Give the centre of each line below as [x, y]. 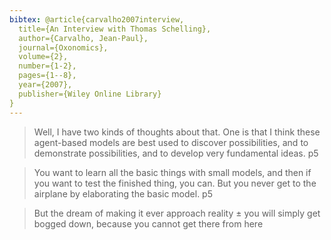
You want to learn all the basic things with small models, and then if [172, 172]
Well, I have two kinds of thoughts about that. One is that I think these [177, 132]
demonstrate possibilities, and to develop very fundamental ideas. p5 [176, 153]
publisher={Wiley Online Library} [90, 94]
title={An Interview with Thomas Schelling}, [115, 29]
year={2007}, [45, 85]
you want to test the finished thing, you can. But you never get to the [175, 183]
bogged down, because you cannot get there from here [148, 223]
